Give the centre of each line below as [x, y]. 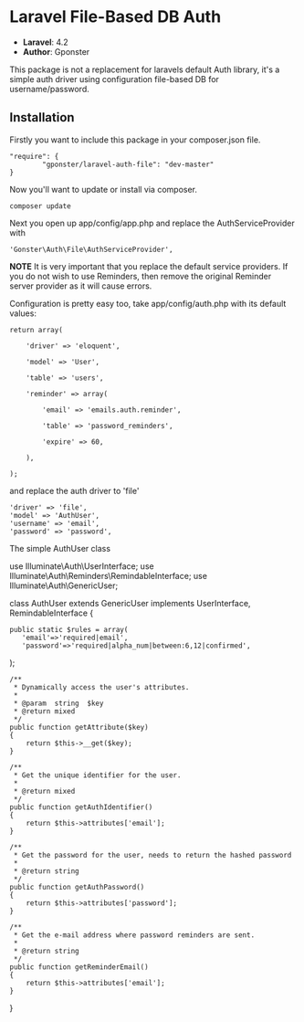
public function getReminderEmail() [79, 967]
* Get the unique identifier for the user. [97, 775]
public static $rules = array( [69, 629]
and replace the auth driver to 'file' [74, 490]
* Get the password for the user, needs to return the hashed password [152, 855]
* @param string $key [58, 703]
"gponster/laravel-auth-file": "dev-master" [128, 164]
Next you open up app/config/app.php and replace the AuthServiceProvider [152, 223]
